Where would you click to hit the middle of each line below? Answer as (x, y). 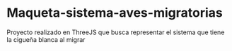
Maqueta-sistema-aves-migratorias (115, 13)
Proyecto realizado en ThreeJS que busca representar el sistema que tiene (116, 32)
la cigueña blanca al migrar (46, 39)
